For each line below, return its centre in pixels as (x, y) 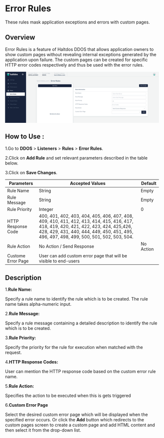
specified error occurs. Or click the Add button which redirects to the (75, 420)
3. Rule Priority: (21, 338)
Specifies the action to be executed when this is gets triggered (68, 396)
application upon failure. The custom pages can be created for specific (76, 60)
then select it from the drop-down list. (43, 430)
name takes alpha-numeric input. (38, 304)
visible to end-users (59, 261)
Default (149, 184)
